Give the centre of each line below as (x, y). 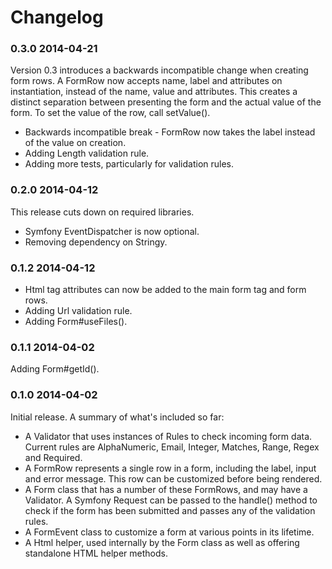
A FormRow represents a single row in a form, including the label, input (170, 468)
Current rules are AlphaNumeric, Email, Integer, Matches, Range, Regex (172, 447)
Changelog (57, 17)
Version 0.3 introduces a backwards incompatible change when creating (159, 70)
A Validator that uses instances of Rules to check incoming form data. (168, 436)
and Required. (53, 457)
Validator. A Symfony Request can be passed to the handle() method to (171, 500)
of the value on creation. (75, 143)
